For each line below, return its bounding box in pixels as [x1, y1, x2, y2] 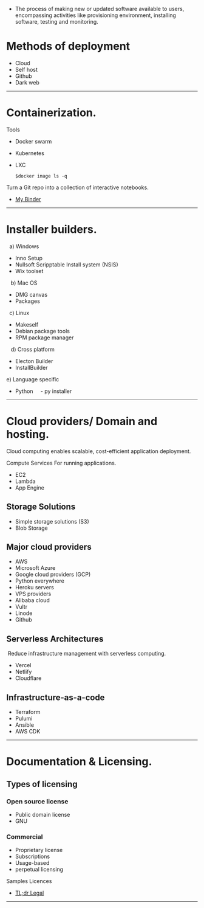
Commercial [6, 833, 43, 841]
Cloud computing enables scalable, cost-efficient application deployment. [6, 447, 191, 455]
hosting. [6, 428, 50, 441]
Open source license [6, 797, 69, 805]
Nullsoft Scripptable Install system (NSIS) [15, 261, 118, 268]
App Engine [15, 483, 44, 491]
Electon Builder [15, 357, 53, 364]
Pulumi [15, 715, 33, 722]
